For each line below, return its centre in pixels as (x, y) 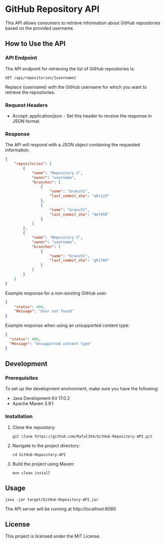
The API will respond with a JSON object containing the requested (73, 145)
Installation (19, 417)
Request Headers (27, 105)
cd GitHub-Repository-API (39, 455)
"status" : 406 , (25, 339)
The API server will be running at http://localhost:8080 (61, 509)
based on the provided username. (40, 28)
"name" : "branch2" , (70, 210)
